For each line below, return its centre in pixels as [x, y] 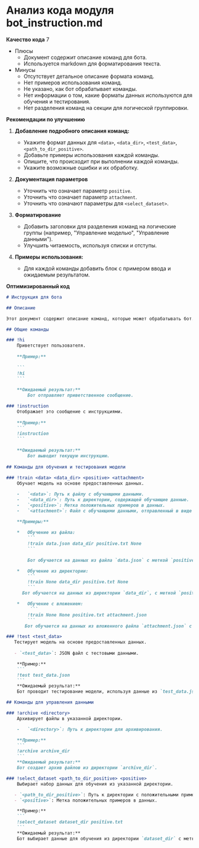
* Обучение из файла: [46, 533]
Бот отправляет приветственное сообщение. [81, 395]
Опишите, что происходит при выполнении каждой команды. [101, 161]
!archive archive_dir [43, 751]
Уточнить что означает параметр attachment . [80, 197]
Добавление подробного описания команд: [72, 131]
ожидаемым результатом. [57, 275]
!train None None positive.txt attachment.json [87, 615]
